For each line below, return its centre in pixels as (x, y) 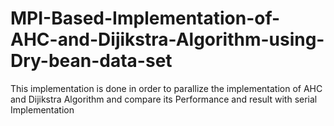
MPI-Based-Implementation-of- (145, 18)
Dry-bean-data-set (91, 61)
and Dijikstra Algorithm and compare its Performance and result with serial (164, 99)
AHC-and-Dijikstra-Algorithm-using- (167, 39)
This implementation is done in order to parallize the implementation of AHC (166, 88)
